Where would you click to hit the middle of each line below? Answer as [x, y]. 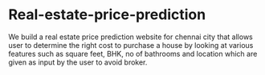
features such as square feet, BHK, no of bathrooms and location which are [133, 53]
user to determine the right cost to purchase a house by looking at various [131, 45]
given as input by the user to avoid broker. [78, 62]
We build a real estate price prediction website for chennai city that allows [130, 37]
